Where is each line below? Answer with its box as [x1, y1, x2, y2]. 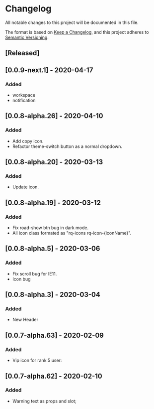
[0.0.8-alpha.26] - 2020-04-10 [5, 112, 103, 120]
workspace [12, 92, 36, 98]
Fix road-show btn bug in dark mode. [12, 225, 88, 231]
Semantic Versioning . [5, 34, 49, 40]
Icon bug [12, 276, 31, 282]
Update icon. [12, 184, 39, 190]
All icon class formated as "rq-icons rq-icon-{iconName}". [12, 230, 132, 236]
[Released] [5, 49, 40, 57]
